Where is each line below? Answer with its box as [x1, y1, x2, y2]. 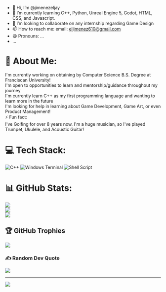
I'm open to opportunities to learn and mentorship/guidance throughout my [5, 82, 158, 88]
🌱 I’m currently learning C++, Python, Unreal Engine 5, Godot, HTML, [12, 10, 153, 16]
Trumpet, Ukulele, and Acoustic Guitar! [5, 126, 84, 132]
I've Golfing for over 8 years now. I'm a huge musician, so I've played [5, 121, 146, 127]
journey [5, 87, 21, 93]
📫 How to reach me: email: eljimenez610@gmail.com [12, 26, 121, 32]
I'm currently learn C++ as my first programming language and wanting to [5, 93, 156, 99]
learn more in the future [5, 98, 53, 104]
